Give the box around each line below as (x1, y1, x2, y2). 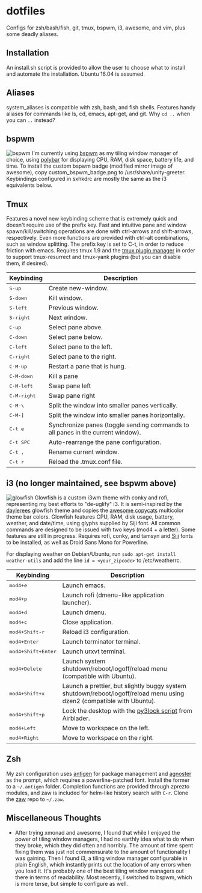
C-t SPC (9, 439, 30, 445)
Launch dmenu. (62, 608, 106, 617)
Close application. (62, 618, 113, 626)
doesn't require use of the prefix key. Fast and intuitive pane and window (6, 221, 187, 229)
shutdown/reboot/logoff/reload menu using (62, 689, 185, 698)
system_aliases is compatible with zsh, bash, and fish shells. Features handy (6, 103, 196, 111)
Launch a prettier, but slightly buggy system (62, 682, 186, 690)
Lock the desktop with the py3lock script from (62, 707, 192, 715)
